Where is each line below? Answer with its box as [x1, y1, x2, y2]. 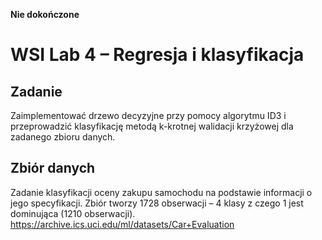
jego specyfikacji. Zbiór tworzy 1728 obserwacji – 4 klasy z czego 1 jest [10, 197, 304, 209]
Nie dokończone [10, 9, 80, 20]
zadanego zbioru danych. [10, 131, 116, 143]
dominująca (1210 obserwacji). [10, 207, 136, 219]
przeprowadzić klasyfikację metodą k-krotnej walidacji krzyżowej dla [10, 120, 294, 132]
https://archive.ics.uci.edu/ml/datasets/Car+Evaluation [10, 218, 235, 230]
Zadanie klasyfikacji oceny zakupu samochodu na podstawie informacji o [10, 186, 313, 198]
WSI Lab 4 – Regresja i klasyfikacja [10, 44, 305, 66]
